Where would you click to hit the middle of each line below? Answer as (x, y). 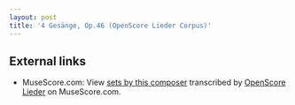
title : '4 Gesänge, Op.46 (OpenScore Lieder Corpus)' (111, 26)
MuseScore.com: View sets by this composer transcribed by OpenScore (154, 82)
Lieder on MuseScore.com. (71, 92)
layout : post (33, 17)
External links (48, 61)
